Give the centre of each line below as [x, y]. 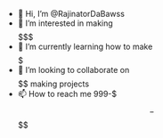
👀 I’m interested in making [65, 23]
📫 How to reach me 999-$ [67, 94]
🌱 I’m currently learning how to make [85, 46]
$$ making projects [53, 84]
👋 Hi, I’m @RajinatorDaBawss [71, 14]
